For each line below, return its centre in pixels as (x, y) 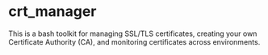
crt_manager (52, 12)
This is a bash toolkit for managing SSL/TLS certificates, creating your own (133, 33)
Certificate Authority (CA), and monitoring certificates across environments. (134, 41)
